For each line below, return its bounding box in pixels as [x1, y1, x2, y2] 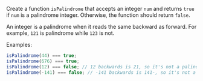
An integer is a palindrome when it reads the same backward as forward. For [6, 23, 197, 30]
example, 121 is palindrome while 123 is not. [6, 29, 115, 37]
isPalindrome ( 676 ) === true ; [6, 58, 80, 64]
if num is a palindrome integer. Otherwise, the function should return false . [6, 11, 190, 19]
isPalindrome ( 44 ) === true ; [6, 53, 77, 59]
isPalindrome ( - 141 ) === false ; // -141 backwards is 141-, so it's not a [6, 69, 196, 76]
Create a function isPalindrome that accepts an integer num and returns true [6, 5, 195, 12]
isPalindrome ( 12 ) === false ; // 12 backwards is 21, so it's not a [6, 64, 180, 70]
